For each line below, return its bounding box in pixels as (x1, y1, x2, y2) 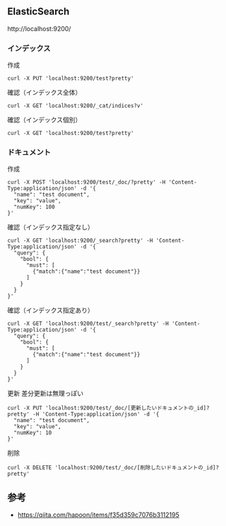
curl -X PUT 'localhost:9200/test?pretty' (7, 75, 134, 82)
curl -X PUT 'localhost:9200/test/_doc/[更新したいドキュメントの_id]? (7, 404, 210, 412)
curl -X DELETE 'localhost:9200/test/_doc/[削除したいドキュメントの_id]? (7, 464, 220, 472)
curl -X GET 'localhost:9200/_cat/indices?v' (7, 103, 143, 110)
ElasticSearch (7, 6, 70, 18)
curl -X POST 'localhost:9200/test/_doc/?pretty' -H (7, 179, 166, 186)
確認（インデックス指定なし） (7, 223, 94, 232)
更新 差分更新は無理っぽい (7, 389, 83, 398)
